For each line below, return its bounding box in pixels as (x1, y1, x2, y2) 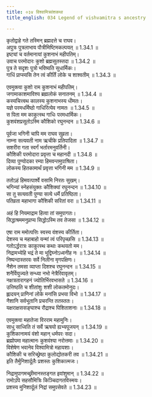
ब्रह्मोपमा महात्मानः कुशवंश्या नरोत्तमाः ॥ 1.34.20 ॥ (6, 337, 104, 344)
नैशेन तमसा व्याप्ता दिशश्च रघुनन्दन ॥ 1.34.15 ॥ (6, 263, 101, 270)
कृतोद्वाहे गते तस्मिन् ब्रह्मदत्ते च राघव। (6, 37, 76, 44)
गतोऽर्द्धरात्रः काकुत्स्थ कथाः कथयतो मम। (6, 242, 83, 249)
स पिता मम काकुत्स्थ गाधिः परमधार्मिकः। (6, 111, 82, 118)
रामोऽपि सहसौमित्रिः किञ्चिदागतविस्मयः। (6, 376, 82, 384)
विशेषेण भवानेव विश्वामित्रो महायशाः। (6, 343, 74, 351)
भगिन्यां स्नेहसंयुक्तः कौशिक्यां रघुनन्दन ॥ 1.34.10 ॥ (6, 183, 107, 191)
